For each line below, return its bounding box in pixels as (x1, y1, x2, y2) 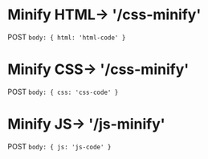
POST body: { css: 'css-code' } (7, 87, 119, 96)
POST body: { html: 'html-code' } (7, 32, 126, 42)
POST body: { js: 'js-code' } (7, 141, 112, 151)
